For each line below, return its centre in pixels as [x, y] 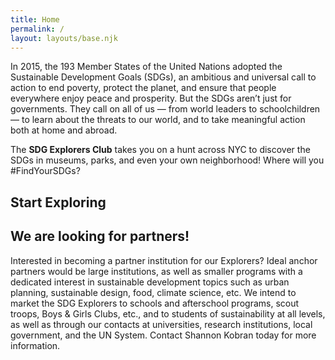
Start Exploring [58, 202]
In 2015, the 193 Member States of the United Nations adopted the [146, 67]
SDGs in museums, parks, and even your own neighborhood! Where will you [167, 160]
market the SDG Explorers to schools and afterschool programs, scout [155, 303]
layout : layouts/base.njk [64, 38]
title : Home [35, 19]
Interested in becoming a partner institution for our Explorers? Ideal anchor [164, 260]
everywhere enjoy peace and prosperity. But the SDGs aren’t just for [151, 98]
